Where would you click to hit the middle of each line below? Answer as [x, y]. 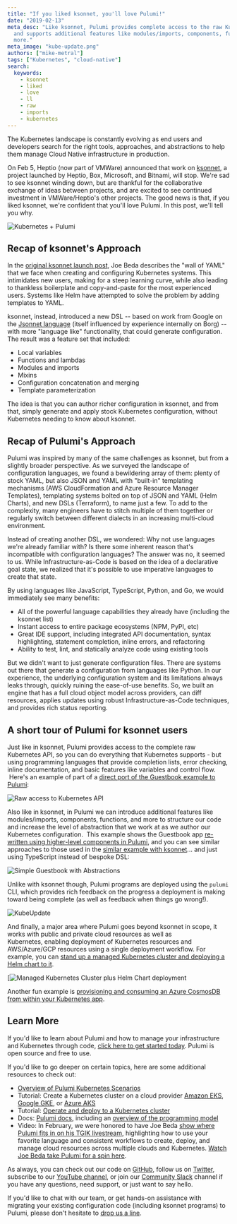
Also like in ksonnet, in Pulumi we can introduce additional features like [110, 812]
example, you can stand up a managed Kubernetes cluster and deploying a [116, 956]
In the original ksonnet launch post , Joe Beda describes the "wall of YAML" [116, 265]
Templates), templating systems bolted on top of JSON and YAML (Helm [112, 496]
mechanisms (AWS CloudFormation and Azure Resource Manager [103, 488]
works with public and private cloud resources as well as [90, 934]
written [18, 842]
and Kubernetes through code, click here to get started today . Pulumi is [111, 1045]
